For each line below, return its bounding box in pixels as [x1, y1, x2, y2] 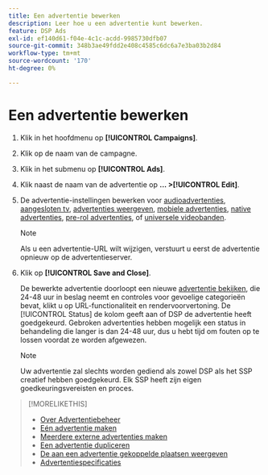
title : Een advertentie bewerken [8, 11, 121, 20]
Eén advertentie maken [39, 423, 118, 432]
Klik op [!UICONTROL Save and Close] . [19, 268, 151, 277]
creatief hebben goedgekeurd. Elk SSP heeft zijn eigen [19, 374, 202, 384]
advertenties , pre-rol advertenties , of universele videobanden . [19, 212, 227, 222]
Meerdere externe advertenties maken [39, 431, 167, 441]
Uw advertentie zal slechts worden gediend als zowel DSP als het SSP [19, 366, 253, 376]
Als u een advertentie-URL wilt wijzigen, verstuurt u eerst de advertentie [19, 244, 260, 253]
